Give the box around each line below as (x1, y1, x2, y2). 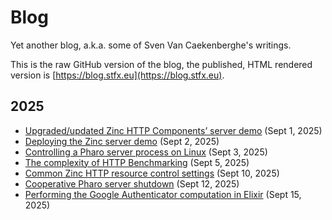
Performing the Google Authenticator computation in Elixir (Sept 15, (24, 188, 302, 200)
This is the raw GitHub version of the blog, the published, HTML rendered (10, 58, 313, 70)
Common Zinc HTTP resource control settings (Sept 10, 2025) (24, 167, 280, 179)
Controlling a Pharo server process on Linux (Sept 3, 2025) (24, 146, 268, 158)
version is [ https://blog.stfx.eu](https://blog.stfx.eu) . (10, 69, 225, 81)
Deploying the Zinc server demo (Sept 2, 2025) (24, 135, 220, 147)
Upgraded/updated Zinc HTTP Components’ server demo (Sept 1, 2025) (24, 124, 323, 136)
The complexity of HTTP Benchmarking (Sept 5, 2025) (24, 156, 250, 168)
